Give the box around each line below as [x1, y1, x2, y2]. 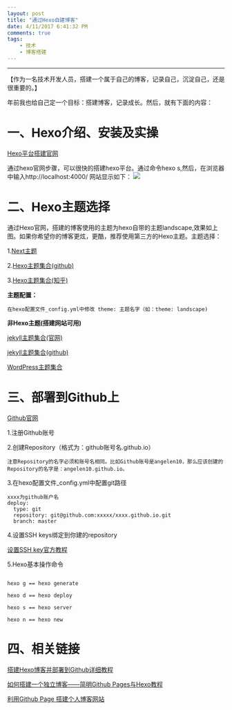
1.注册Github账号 [7, 428, 55, 436]
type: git [13, 506, 41, 512]
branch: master [13, 517, 57, 525]
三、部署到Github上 [7, 390, 119, 405]
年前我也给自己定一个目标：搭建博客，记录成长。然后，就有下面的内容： [7, 98, 213, 106]
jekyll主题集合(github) [7, 348, 69, 356]
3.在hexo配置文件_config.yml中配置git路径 [7, 478, 127, 487]
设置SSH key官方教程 [7, 545, 68, 553]
